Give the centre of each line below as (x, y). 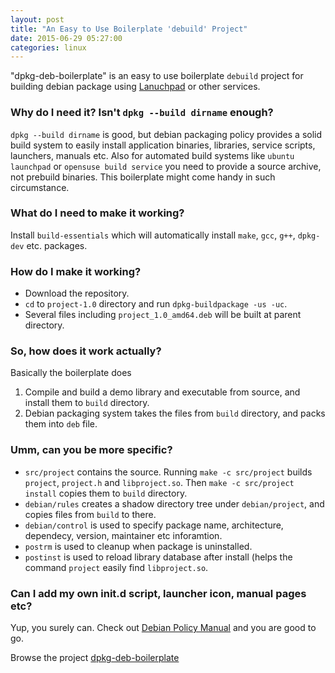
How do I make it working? (76, 271)
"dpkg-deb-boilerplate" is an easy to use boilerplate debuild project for (157, 76)
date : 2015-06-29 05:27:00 (66, 38)
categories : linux (48, 47)
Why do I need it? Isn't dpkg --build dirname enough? (142, 113)
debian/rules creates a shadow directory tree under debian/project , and (174, 503)
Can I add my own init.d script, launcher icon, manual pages (158, 593)
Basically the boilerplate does (71, 373)
